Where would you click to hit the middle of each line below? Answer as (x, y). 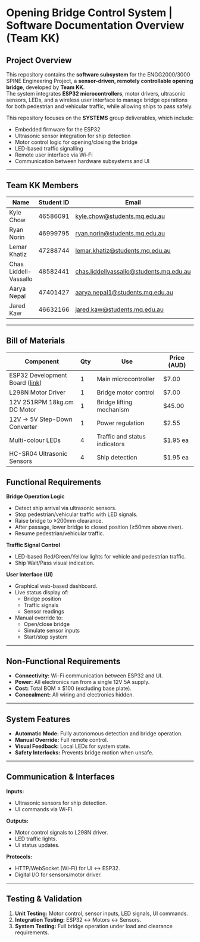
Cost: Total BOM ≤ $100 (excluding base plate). (73, 688)
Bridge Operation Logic (35, 496)
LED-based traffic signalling (49, 148)
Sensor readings (44, 612)
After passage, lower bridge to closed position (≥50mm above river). (99, 527)
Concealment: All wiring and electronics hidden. (74, 695)
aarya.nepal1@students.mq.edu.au (124, 292)
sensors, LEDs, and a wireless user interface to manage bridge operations (97, 100)
